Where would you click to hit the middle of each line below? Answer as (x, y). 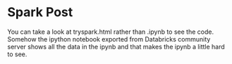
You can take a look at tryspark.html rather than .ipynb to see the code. (110, 32)
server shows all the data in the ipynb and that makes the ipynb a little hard (116, 46)
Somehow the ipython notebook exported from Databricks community (109, 39)
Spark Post (40, 12)
